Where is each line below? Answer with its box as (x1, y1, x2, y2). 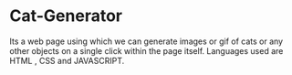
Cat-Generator (9, 5, 123, 27)
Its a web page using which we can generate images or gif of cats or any (9, 36, 284, 47)
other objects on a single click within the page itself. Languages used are (9, 45, 284, 56)
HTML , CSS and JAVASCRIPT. (9, 55, 125, 66)
